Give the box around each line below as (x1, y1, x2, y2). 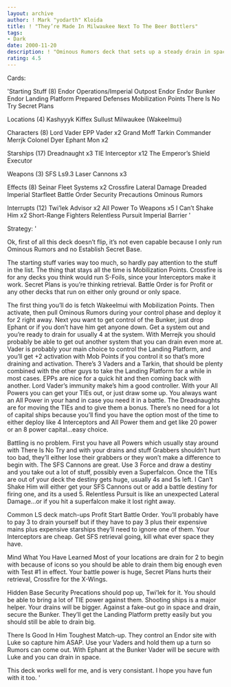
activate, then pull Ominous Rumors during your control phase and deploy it (7, 308, 221, 317)
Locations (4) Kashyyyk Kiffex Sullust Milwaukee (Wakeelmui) (7, 115, 182, 123)
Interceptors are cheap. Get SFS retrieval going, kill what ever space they (7, 532, 214, 540)
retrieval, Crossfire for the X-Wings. (7, 575, 108, 583)
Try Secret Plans (7, 101, 54, 110)
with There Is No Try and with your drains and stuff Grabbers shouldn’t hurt (7, 445, 221, 454)
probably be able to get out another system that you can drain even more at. (7, 337, 223, 346)
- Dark (7, 36, 26, 43)
